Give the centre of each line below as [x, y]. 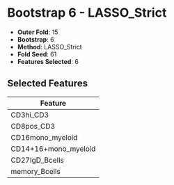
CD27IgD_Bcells [37, 160]
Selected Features [48, 84]
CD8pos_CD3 [33, 126]
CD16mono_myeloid [44, 137]
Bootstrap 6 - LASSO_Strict [87, 13]
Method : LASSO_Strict [49, 47]
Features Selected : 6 [48, 61]
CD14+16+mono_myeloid [53, 149]
